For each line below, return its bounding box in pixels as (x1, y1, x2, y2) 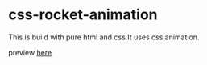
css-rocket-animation (8, 6, 159, 24)
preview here (8, 47, 52, 57)
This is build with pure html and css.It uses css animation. (8, 32, 200, 42)
